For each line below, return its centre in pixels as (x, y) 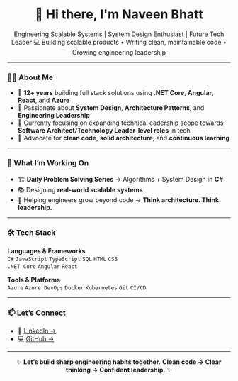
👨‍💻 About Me (30, 77)
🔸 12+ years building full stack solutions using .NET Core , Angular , (115, 93)
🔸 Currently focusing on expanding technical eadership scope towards (120, 123)
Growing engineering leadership (119, 52)
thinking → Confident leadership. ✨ (119, 370)
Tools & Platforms (34, 280)
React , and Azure (44, 100)
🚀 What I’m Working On (48, 163)
